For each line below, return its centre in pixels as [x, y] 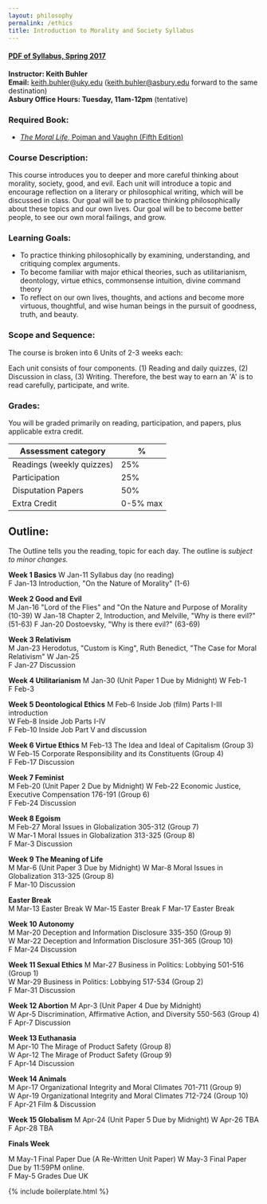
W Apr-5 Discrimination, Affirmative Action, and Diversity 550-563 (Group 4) [134, 1014]
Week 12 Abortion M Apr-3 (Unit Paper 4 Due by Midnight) [105, 1006]
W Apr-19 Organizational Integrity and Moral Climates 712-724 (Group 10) [128, 1096]
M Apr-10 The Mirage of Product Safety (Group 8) [90, 1046]
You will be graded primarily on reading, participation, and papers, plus [125, 423]
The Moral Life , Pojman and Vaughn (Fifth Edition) [102, 137]
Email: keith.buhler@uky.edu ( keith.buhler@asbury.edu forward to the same [133, 82]
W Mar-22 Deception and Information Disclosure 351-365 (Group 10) [121, 940]
